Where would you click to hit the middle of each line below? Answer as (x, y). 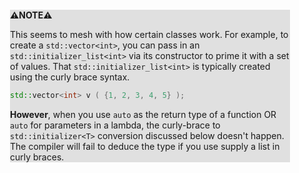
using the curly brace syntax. (70, 77)
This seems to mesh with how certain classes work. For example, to (149, 34)
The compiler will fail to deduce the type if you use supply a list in (145, 146)
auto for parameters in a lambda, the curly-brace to (115, 125)
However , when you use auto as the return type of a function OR (143, 114)
